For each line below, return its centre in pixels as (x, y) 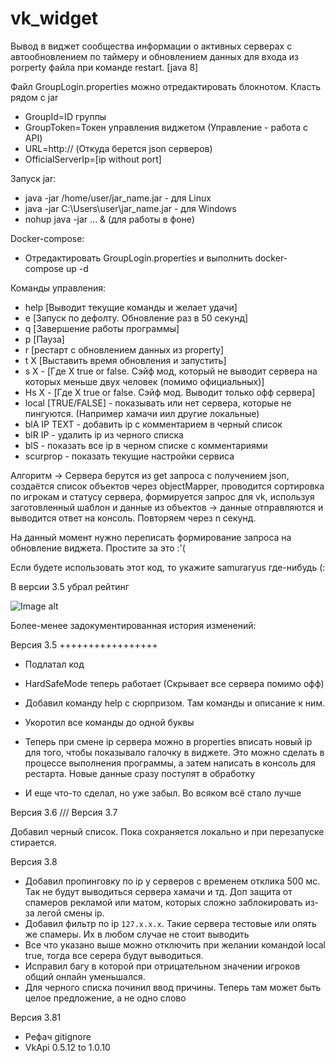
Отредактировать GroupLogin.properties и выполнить (138, 258)
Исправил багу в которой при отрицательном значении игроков (162, 966)
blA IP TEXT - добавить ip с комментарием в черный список (153, 424)
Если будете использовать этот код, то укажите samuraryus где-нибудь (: (168, 567)
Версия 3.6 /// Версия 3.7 (64, 812)
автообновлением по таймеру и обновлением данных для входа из (155, 56)
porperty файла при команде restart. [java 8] (104, 67)
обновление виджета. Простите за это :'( (98, 548)
